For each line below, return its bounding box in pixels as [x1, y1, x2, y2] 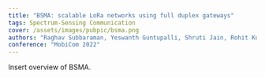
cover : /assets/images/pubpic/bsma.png [8, 26, 140, 34]
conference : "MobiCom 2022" [8, 41, 101, 49]
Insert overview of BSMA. [8, 62, 91, 72]
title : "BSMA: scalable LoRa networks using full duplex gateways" [8, 11, 235, 20]
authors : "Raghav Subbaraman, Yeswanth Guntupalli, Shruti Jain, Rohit [8, 33, 248, 42]
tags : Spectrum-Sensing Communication [8, 19, 136, 27]
